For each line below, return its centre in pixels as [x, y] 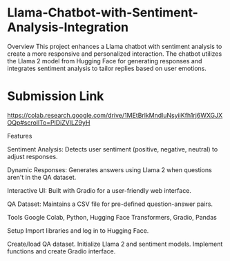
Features [20, 136]
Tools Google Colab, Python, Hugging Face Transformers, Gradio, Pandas [112, 217]
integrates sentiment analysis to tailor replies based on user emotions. [107, 68]
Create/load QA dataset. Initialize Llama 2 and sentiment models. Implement [115, 244]
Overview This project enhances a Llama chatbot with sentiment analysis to [115, 46]
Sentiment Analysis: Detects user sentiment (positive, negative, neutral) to [113, 149]
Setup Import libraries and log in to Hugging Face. [78, 230]
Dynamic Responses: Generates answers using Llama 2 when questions [109, 169]
